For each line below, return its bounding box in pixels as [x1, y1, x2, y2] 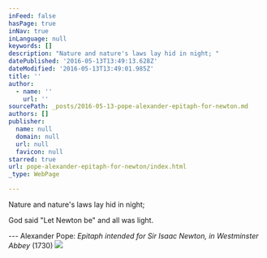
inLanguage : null [8, 34, 67, 43]
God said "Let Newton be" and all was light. [8, 216, 154, 225]
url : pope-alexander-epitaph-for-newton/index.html [8, 163, 187, 171]
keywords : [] [8, 42, 53, 50]
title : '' [8, 72, 42, 80]
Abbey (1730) [8, 241, 54, 250]
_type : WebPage [8, 170, 60, 178]
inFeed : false [8, 11, 57, 20]
